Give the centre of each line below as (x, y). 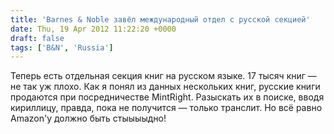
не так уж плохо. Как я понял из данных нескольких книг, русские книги (165, 87)
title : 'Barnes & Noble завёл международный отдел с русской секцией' (160, 19)
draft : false (37, 38)
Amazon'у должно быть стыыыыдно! (88, 118)
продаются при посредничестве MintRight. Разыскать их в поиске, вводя (167, 97)
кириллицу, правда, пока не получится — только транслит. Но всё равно (166, 108)
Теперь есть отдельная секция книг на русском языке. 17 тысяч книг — (163, 76)
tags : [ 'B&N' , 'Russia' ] (62, 47)
